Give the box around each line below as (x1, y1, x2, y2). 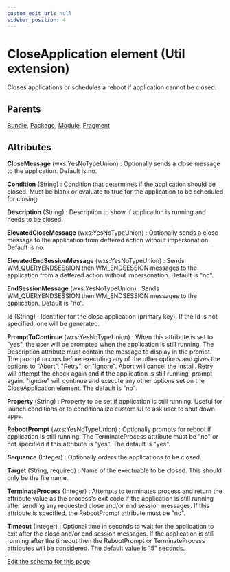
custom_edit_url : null (7, 10, 72, 17)
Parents (7, 103, 41, 115)
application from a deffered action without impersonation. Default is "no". (7, 271, 214, 279)
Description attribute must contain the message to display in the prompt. (7, 347, 212, 356)
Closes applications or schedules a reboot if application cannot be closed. (7, 83, 217, 91)
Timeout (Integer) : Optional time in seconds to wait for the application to (7, 523, 214, 531)
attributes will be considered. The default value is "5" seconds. (7, 544, 185, 553)
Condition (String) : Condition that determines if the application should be (7, 180, 216, 189)
